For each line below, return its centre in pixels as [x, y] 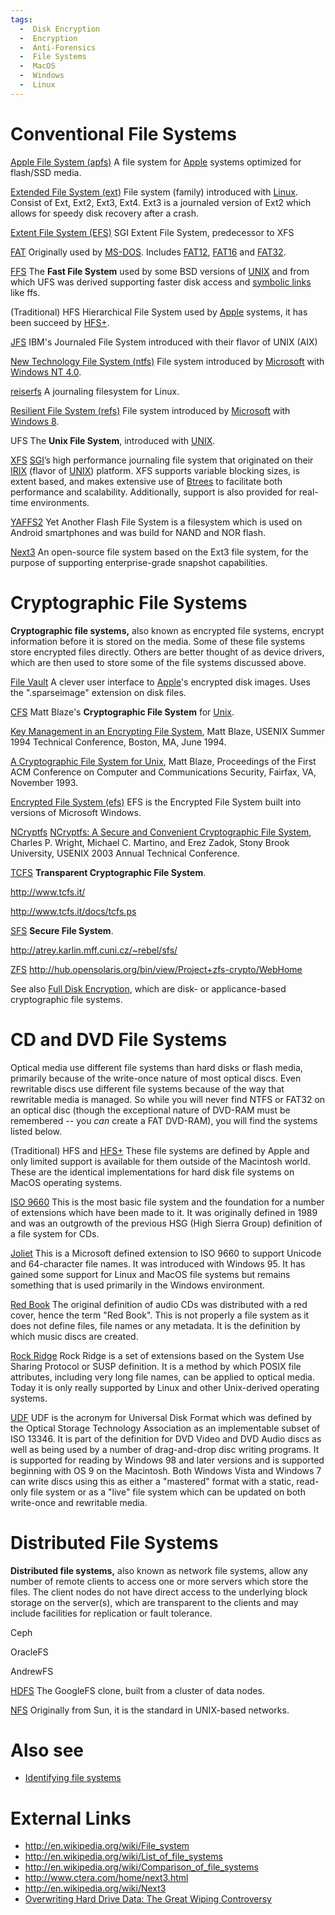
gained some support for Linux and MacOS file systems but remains [150, 1274]
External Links [71, 1818]
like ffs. [25, 292]
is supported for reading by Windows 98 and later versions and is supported [167, 1460]
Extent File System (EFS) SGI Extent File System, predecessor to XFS [152, 232]
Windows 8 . [35, 421]
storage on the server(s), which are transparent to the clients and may [154, 1602]
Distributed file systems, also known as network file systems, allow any [159, 1570]
